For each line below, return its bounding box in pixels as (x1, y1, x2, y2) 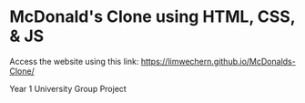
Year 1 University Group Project (9, 83, 127, 94)
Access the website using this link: (9, 56, 139, 67)
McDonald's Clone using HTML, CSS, (9, 6, 296, 27)
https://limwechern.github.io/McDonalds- (140, 56, 296, 67)
